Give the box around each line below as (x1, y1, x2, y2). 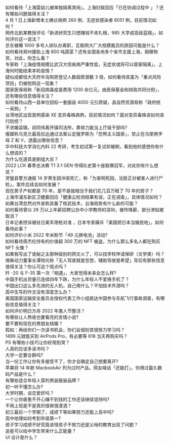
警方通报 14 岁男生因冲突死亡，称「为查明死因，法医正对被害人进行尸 (18, 175, 163, 181)
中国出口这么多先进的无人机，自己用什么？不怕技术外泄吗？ (5, 283, 130, 288)
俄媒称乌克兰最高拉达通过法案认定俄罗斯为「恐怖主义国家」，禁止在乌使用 (5, 131, 158, 137)
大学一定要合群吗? (5, 352, 44, 358)
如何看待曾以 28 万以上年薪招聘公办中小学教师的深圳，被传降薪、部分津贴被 (5, 207, 164, 212)
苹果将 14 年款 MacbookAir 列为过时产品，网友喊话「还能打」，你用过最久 (5, 365, 158, 371)
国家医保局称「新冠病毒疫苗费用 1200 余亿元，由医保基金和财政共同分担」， (5, 86, 162, 93)
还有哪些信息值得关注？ (5, 93, 54, 99)
